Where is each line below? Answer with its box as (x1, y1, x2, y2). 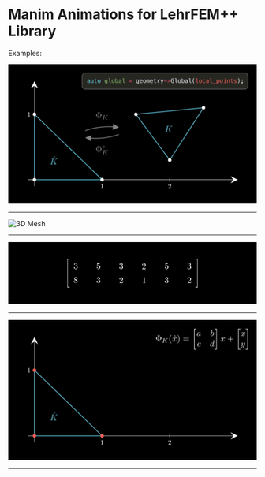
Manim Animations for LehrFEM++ (8, 6, 239, 24)
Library (8, 22, 57, 40)
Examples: (8, 48, 42, 58)
